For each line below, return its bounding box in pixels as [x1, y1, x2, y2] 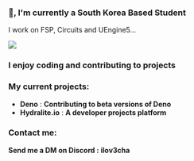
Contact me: [8, 127, 57, 138]
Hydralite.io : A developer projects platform [19, 107, 167, 117]
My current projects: [8, 81, 90, 92]
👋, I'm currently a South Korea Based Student [8, 7, 187, 18]
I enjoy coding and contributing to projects [8, 59, 177, 71]
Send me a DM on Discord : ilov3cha [8, 145, 130, 155]
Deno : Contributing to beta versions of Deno [19, 99, 172, 109]
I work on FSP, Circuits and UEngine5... [8, 25, 137, 35]
